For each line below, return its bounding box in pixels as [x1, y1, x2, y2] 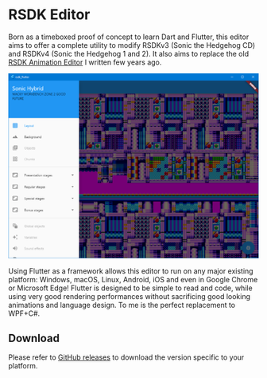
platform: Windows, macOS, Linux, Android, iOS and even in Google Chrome [8, 274, 258, 284]
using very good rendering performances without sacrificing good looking [8, 291, 251, 301]
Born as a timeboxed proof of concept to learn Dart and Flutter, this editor [8, 32, 250, 41]
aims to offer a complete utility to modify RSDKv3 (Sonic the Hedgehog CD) [8, 40, 256, 49]
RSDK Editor [8, 6, 91, 24]
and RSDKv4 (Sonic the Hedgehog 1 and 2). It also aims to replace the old [8, 49, 249, 58]
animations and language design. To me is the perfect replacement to [8, 300, 236, 309]
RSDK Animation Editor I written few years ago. [8, 57, 162, 67]
